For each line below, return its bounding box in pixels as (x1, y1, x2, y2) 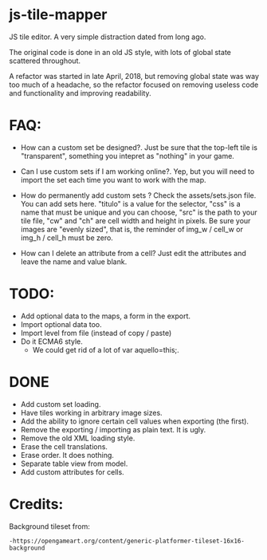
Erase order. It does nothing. (20, 450, 115, 459)
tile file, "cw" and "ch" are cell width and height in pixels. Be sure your (20, 215, 251, 225)
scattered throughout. (9, 56, 81, 65)
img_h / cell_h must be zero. (20, 233, 114, 243)
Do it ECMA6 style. (20, 337, 83, 346)
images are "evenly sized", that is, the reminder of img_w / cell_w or (20, 224, 244, 234)
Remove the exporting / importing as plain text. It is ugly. (20, 424, 206, 434)
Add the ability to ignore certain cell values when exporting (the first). (20, 416, 249, 426)
